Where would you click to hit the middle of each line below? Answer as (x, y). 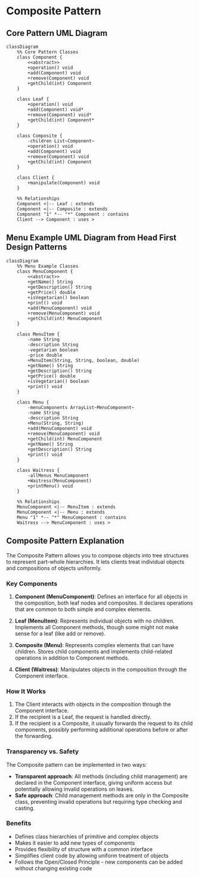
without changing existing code (53, 868)
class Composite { (40, 136)
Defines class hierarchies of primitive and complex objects (87, 836)
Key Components (32, 583)
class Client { (36, 178)
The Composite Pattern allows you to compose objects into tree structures (97, 555)
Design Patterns (37, 247)
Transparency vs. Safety (43, 752)
